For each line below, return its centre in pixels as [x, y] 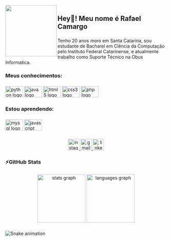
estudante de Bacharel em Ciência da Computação [111, 46]
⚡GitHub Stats [23, 162]
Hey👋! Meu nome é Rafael [99, 19]
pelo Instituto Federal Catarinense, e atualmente [108, 52]
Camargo [73, 27]
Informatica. [18, 62]
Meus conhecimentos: [34, 76]
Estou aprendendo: [30, 109]
